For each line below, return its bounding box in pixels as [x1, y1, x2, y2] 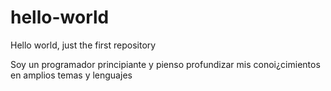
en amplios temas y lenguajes [10, 69, 133, 81]
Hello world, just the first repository [10, 39, 157, 51]
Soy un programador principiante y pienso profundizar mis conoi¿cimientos [10, 58, 321, 70]
